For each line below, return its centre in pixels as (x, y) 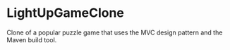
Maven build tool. (32, 39)
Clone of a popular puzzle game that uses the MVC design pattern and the (115, 32)
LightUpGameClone (66, 13)
